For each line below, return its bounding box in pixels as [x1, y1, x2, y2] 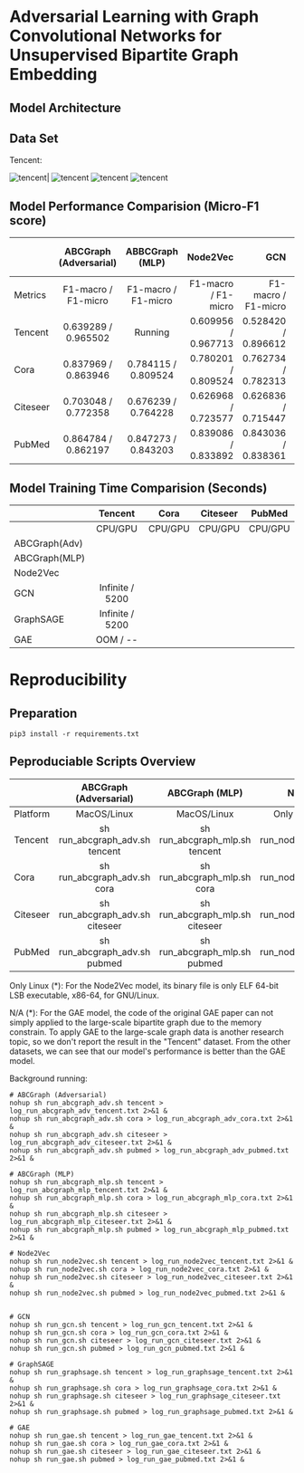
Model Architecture [9, 100, 122, 115]
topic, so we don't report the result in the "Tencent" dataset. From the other [9, 1036, 291, 1047]
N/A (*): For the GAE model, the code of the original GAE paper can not [9, 1007, 274, 1018]
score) [9, 213, 47, 228]
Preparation [9, 705, 78, 721]
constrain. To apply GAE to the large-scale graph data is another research [9, 1026, 285, 1038]
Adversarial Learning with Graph [9, 6, 260, 27]
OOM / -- [95, 634, 138, 646]
